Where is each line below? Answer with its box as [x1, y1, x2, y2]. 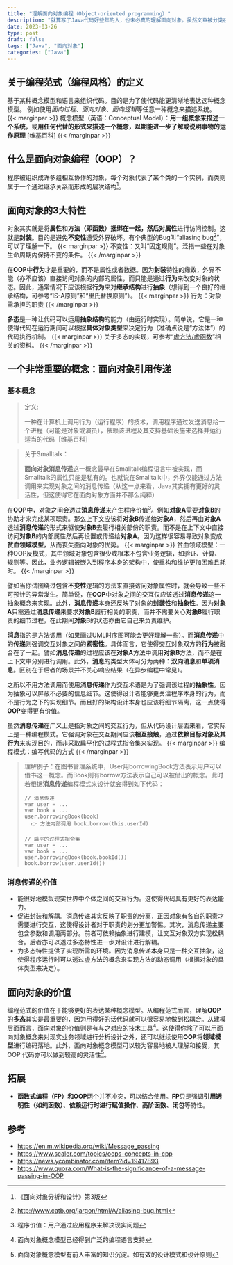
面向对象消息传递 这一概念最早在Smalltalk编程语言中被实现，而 [24, 465, 202, 473]
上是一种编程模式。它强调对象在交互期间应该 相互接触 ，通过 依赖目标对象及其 [7, 730, 226, 738]
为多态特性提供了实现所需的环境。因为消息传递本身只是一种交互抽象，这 [17, 946, 224, 955]
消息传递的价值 [7, 877, 58, 887]
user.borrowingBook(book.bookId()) [24, 853, 128, 861]
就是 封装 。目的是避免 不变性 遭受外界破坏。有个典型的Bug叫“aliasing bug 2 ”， [7, 232, 225, 241]
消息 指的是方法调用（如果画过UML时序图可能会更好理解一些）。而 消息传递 [7, 631, 218, 639]
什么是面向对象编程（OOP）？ [7, 154, 137, 166]
